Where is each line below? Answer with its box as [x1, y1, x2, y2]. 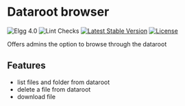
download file [16, 92, 56, 101]
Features [7, 59, 46, 72]
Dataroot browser [7, 4, 110, 20]
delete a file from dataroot [16, 85, 91, 93]
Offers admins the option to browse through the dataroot [7, 40, 167, 48]
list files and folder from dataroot [16, 78, 110, 86]
